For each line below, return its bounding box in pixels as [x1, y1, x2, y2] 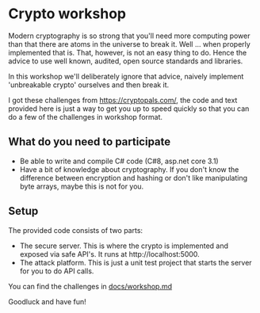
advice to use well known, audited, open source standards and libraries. [8, 56, 243, 66]
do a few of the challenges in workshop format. [8, 112, 163, 121]
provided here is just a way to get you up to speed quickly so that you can [8, 104, 250, 113]
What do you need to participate [8, 136, 171, 149]
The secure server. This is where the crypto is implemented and [19, 241, 228, 250]
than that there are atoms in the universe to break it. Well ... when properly [8, 39, 251, 48]
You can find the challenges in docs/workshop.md [8, 281, 173, 291]
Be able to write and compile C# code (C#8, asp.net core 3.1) [19, 156, 220, 166]
